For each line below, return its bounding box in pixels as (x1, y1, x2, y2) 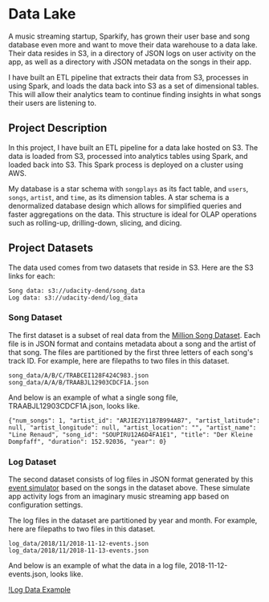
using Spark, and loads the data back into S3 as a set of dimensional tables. (8, 81, 259, 91)
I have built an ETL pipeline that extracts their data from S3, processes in (8, 72, 249, 82)
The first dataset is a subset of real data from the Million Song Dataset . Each (8, 330, 261, 340)
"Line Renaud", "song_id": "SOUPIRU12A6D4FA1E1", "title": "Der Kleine (8, 430, 253, 438)
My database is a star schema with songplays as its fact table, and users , (8, 184, 249, 193)
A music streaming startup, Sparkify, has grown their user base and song (8, 31, 251, 41)
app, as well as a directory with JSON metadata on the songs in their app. (8, 57, 251, 67)
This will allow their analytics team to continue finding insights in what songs (8, 89, 262, 99)
